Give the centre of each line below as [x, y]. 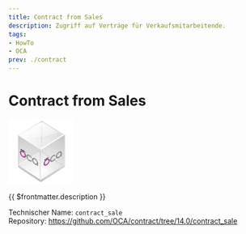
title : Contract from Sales [56, 17]
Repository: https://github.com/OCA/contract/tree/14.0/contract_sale [123, 221]
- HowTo [21, 43]
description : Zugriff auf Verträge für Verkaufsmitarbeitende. [117, 26]
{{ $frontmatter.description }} [57, 196]
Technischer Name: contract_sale [66, 212]
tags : [17, 34]
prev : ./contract [38, 60]
